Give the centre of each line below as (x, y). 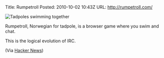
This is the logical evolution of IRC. (40, 41)
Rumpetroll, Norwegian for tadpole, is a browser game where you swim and (82, 26)
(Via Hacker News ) (24, 50)
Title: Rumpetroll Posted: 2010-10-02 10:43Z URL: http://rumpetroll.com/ (79, 7)
